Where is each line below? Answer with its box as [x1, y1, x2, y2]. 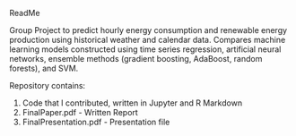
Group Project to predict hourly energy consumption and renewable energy [9, 25, 288, 35]
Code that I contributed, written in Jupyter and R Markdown [22, 98, 243, 108]
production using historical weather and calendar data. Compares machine [9, 35, 286, 45]
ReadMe [9, 8, 40, 18]
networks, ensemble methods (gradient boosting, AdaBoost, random [9, 54, 263, 64]
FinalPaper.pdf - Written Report [22, 107, 139, 117]
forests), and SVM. [9, 63, 79, 73]
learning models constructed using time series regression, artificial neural [9, 44, 282, 55]
